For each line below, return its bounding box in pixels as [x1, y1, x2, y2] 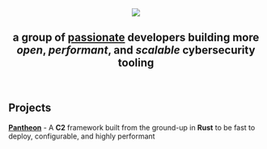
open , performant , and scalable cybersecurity [16, 44, 256, 57]
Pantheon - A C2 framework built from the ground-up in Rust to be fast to [8, 122, 256, 132]
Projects [8, 101, 52, 115]
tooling [117, 56, 155, 70]
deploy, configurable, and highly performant [8, 131, 155, 141]
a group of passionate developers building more [12, 31, 260, 45]
